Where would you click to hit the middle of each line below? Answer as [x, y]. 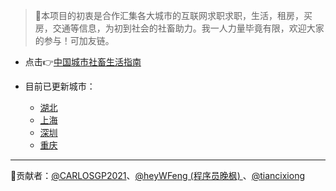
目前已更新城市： [60, 86]
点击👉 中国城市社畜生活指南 [83, 62]
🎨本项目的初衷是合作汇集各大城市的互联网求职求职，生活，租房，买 [173, 15]
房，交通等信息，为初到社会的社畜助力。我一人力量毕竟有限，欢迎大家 [179, 28]
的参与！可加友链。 [74, 40]
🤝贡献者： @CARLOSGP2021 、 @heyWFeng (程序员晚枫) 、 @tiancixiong [158, 175]
